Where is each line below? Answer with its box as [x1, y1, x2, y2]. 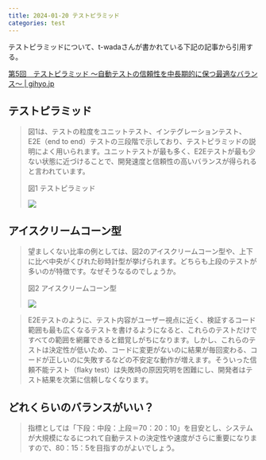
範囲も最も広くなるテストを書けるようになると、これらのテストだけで [27, 326, 258, 335]
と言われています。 [27, 166, 90, 176]
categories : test [8, 19, 66, 27]
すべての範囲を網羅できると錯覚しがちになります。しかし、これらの [27, 335, 249, 345]
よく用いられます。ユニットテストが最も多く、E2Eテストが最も [41, 146, 249, 156]
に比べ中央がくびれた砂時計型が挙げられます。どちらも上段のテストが [27, 256, 257, 267]
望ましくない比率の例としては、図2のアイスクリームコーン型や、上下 [27, 247, 253, 256]
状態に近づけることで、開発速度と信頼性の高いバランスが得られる [41, 157, 257, 166]
